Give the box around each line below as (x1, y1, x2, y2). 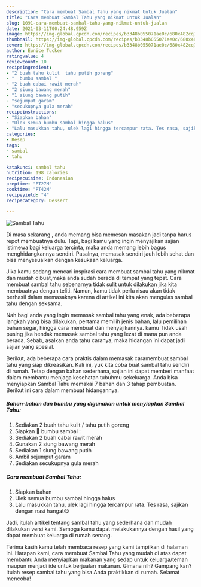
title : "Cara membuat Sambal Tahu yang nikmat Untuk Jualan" (6, 14, 162, 20)
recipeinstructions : (6, 109, 58, 115)
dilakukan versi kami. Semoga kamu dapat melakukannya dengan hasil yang (6, 525, 194, 533)
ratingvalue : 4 (6, 53, 44, 59)
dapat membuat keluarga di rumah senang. (6, 532, 112, 539)
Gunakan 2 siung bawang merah (14, 440, 96, 448)
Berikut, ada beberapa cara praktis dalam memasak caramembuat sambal (6, 354, 188, 362)
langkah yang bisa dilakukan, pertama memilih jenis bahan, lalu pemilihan (6, 318, 187, 325)
